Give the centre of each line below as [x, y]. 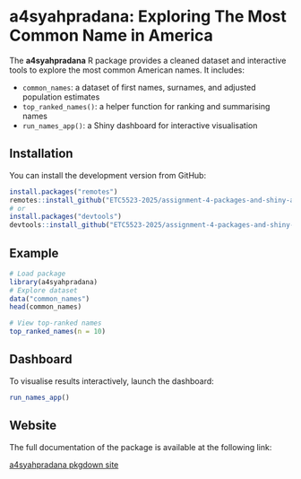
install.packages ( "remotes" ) [64, 192]
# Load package [38, 274]
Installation [41, 154]
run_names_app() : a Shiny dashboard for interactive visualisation [140, 125]
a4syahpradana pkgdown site [64, 465]
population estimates [61, 97]
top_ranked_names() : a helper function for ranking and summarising [146, 106]
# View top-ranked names [56, 323]
